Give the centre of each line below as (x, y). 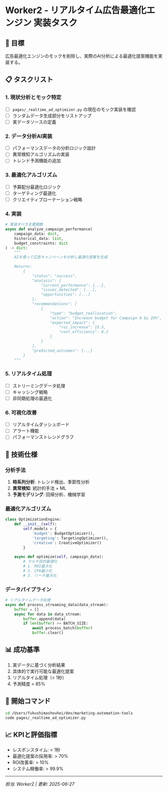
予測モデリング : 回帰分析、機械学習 (49, 494)
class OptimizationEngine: (33, 520)
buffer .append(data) (44, 619)
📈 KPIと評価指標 (31, 734)
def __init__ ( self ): (35, 524)
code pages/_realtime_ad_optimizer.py (45, 718)
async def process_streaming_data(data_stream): (57, 605)
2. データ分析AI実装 (29, 136)
